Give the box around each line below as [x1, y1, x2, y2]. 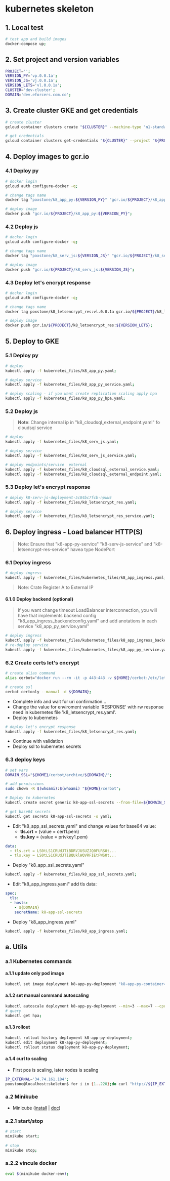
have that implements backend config [17, 613, 97, 619]
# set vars [5, 768, 28, 773]
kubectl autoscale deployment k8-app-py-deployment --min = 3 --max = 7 [5, 1004, 153, 1009]
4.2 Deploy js [5, 223, 38, 230]
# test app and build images [5, 36, 67, 41]
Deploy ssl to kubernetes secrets [12, 743, 81, 749]
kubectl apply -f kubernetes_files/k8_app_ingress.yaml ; [5, 929, 128, 934]
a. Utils [5, 942, 28, 951]
